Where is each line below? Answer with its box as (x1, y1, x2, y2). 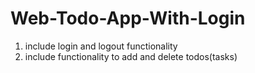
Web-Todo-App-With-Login (10, 7, 246, 30)
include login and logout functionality (24, 40, 178, 52)
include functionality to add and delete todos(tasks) (24, 50, 238, 62)
